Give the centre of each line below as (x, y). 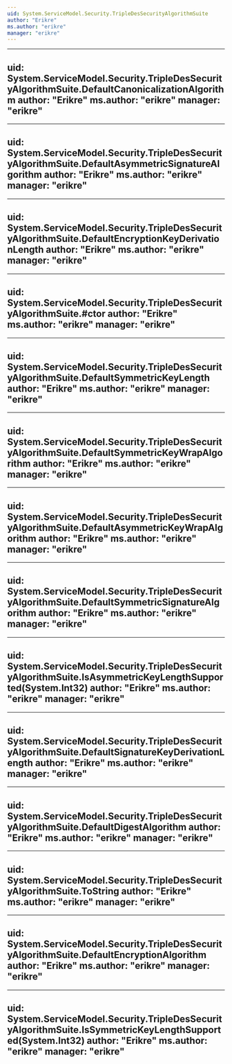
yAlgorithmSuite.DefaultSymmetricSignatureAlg (113, 603)
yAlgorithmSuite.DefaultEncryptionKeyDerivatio (113, 239)
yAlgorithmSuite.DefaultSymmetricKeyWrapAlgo (115, 452)
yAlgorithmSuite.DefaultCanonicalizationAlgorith (116, 89)
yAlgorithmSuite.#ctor (56, 314)
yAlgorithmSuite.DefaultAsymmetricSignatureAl (114, 164)
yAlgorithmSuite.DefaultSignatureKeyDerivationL (116, 752)
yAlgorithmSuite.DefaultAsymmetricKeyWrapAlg (115, 527)
